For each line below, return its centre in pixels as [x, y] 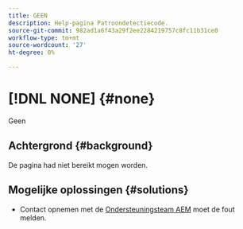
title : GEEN [28, 16]
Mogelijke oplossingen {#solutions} [98, 190]
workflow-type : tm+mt [44, 38]
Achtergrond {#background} [81, 146]
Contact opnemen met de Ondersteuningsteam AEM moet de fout [127, 209]
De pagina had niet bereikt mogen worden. [78, 165]
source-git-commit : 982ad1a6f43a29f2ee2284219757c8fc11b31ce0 [113, 30]
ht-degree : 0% [32, 52]
